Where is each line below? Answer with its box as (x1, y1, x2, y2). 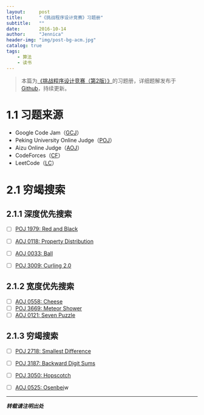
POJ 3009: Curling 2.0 (15, 262, 72, 269)
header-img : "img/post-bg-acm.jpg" (6, 37, 97, 43)
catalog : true (6, 43, 42, 49)
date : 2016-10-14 (6, 25, 67, 32)
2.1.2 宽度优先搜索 (6, 281, 75, 291)
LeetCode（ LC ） (15, 159, 58, 167)
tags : (6, 48, 20, 55)
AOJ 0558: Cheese (15, 297, 63, 305)
